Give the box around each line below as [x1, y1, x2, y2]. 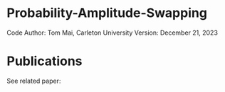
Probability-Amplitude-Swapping [6, 5, 208, 21]
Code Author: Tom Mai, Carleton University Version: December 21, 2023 [6, 28, 219, 37]
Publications [6, 53, 83, 69]
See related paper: [6, 76, 61, 85]
